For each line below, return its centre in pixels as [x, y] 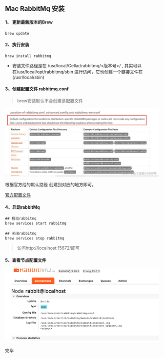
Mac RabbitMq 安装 [35, 9]
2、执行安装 [17, 45]
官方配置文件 [18, 195]
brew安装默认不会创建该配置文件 [50, 101]
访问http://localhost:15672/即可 [48, 248]
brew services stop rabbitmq [35, 239]
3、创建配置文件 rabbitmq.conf [37, 89]
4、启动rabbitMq [22, 207]
